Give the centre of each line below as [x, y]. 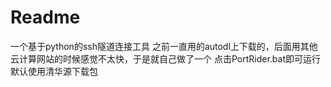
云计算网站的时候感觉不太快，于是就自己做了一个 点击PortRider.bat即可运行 [165, 58]
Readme [45, 17]
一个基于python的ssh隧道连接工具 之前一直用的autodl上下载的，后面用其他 [164, 46]
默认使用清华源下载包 [54, 71]
